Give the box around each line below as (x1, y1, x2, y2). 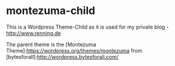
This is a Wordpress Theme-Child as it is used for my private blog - (6, 23, 169, 30)
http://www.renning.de (6, 29, 61, 36)
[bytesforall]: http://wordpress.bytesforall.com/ (6, 53, 119, 60)
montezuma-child (6, 4, 95, 18)
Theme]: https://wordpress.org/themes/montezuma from (6, 47, 143, 54)
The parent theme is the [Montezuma (6, 41, 96, 48)
